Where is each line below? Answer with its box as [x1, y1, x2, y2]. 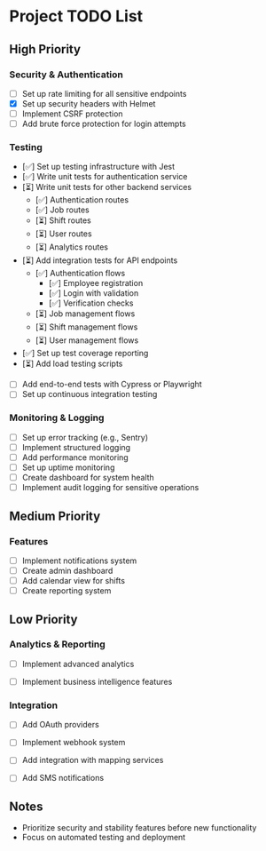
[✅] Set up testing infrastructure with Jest [21, 162, 176, 172]
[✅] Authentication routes [35, 195, 129, 205]
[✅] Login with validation [48, 288, 139, 298]
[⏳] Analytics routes [35, 242, 109, 252]
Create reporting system [21, 585, 112, 596]
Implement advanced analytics [21, 658, 135, 669]
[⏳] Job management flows [35, 308, 136, 319]
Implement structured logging [21, 441, 131, 452]
